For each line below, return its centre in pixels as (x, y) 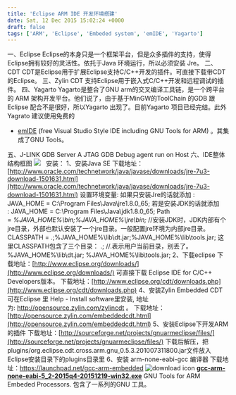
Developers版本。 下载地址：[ (50, 282)
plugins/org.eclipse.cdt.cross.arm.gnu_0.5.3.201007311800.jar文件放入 (109, 351)
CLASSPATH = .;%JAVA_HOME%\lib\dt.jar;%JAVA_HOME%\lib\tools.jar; (112, 237)
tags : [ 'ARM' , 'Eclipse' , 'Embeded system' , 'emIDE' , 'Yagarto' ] (105, 33)
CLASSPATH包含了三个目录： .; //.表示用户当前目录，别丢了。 (103, 246)
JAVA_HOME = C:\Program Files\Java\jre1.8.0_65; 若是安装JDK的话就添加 (113, 203)
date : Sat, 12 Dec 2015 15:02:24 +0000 (66, 20)
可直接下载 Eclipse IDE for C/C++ (164, 272)
